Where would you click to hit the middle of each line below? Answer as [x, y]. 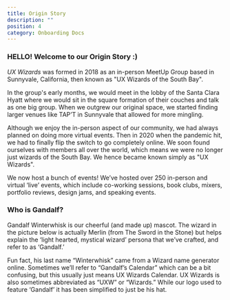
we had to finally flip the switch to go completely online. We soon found [108, 142]
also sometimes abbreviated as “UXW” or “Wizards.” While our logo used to [114, 282]
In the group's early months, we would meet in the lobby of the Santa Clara [114, 92]
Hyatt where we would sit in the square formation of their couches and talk [113, 100]
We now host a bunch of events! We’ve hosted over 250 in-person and [107, 178]
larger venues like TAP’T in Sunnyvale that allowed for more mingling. [105, 114]
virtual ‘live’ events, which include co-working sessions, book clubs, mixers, [115, 185]
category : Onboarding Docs [46, 33]
